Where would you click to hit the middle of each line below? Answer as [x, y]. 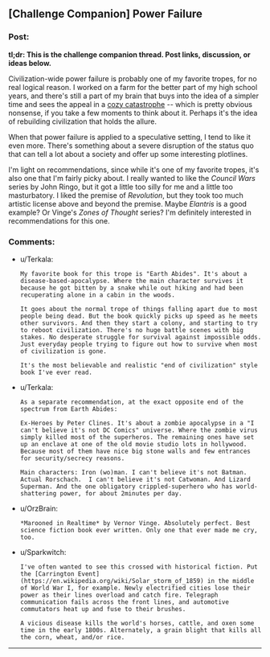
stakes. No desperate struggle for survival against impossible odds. [141, 337]
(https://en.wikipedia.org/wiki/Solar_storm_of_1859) [112, 581]
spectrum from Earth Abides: [69, 409]
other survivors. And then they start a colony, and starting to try [139, 323]
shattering [38, 493]
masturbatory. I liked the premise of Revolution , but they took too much [126, 195]
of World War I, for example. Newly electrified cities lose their [135, 588]
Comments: [32, 241]
